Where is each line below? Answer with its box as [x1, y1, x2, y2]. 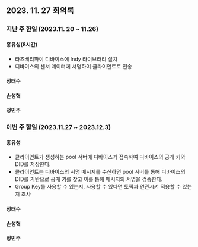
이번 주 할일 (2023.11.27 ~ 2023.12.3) [6, 123, 111, 132]
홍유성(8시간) [6, 40, 38, 48]
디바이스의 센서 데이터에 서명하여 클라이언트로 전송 [14, 62, 132, 70]
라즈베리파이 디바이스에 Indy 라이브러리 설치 [14, 55, 117, 62]
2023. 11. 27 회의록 [6, 5, 74, 16]
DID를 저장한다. [14, 161, 52, 168]
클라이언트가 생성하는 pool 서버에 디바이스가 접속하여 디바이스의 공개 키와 [14, 154, 186, 161]
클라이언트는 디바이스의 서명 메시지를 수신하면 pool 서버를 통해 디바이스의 [14, 168, 186, 176]
